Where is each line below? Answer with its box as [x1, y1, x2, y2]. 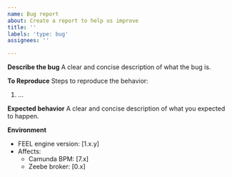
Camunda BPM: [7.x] [28, 155, 89, 163]
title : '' [7, 24, 37, 31]
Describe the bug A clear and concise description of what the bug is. [7, 63, 211, 71]
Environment [7, 126, 46, 134]
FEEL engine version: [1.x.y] [17, 140, 100, 148]
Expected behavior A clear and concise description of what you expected [7, 104, 226, 113]
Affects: [17, 147, 41, 156]
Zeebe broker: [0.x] [28, 162, 86, 171]
